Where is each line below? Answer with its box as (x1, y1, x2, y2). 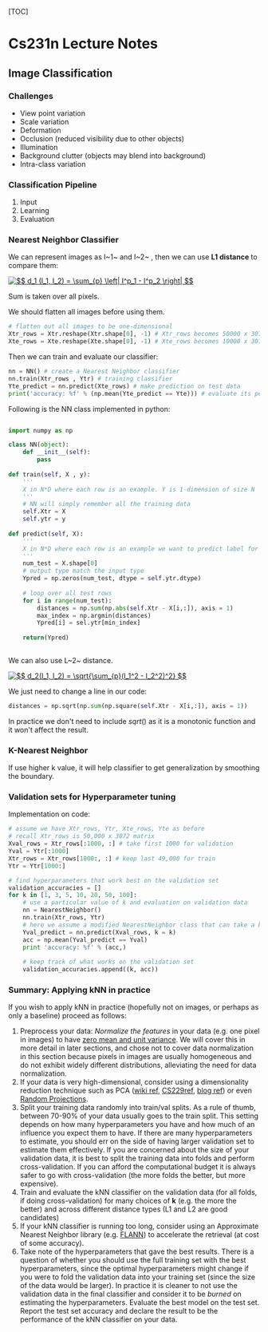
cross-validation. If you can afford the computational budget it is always (19, 1162, 257, 1172)
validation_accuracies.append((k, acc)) (22, 966, 159, 974)
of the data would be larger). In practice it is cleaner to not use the (19, 1281, 238, 1290)
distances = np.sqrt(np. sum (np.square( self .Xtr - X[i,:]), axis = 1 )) (8, 702, 248, 709)
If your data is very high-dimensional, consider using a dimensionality (19, 1077, 249, 1087)
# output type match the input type (22, 567, 145, 575)
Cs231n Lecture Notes (8, 35, 158, 53)
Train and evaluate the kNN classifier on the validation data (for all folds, (19, 1188, 258, 1197)
